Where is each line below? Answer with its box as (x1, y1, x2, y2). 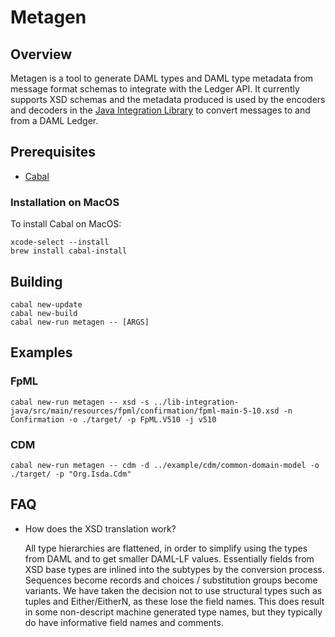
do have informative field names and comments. (24, 616, 224, 628)
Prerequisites (10, 144, 96, 161)
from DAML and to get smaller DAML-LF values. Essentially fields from (24, 552, 315, 565)
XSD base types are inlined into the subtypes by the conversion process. (24, 563, 325, 575)
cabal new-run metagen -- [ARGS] (10, 317, 150, 327)
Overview (10, 46, 73, 63)
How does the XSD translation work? (24, 522, 177, 535)
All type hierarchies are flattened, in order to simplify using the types (24, 542, 308, 554)
